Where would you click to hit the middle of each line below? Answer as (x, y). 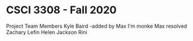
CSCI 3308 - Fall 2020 (61, 10)
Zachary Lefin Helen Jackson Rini (47, 32)
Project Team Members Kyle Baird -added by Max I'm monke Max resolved (97, 26)
